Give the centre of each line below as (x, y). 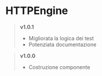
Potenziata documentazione (62, 44)
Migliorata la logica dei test (61, 38)
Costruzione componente (59, 67)
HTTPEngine (37, 11)
